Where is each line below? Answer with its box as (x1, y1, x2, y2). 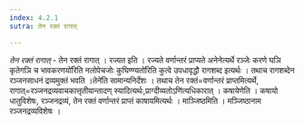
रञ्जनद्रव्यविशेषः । (9, 105, 62, 116)
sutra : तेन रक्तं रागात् (9, 22, 77, 31)
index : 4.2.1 (9, 13, 59, 23)
